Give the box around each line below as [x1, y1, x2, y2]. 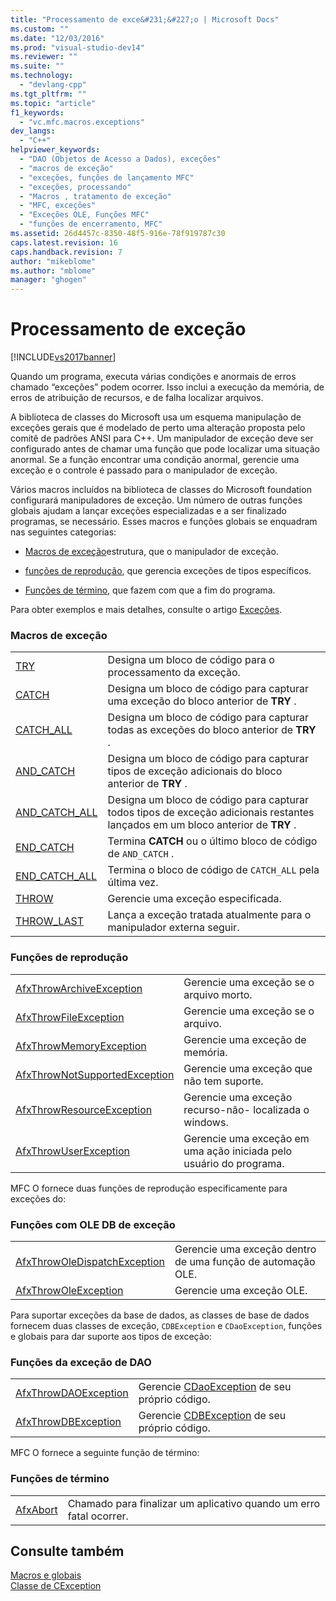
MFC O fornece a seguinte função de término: [10, 1447, 200, 1459]
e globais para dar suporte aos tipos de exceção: [10, 1330, 212, 1342]
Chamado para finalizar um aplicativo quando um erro [67, 1496, 321, 1510]
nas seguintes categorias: [10, 526, 117, 538]
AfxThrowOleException [15, 1283, 124, 1297]
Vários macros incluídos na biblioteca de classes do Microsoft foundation [10, 484, 312, 496]
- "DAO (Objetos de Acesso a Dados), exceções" [19, 154, 222, 164]
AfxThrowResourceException [15, 1102, 153, 1116]
